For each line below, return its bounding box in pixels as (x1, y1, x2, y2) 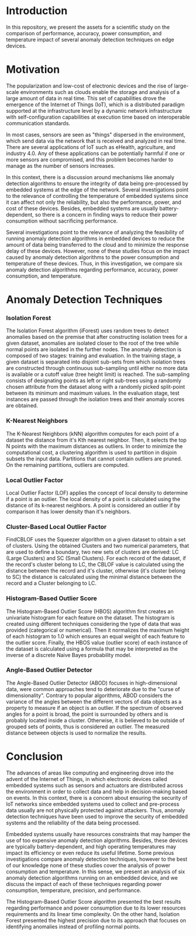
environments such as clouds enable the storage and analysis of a (20, 88, 180, 95)
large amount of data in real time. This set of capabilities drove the (6, 95, 166, 102)
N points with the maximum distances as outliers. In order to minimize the (6, 442, 183, 450)
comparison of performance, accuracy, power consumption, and (6, 29, 162, 36)
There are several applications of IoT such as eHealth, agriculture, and (6, 143, 176, 150)
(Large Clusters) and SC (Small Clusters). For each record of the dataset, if (6, 555, 186, 562)
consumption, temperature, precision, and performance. (6, 887, 142, 894)
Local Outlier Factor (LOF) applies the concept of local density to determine (6, 489, 188, 496)
